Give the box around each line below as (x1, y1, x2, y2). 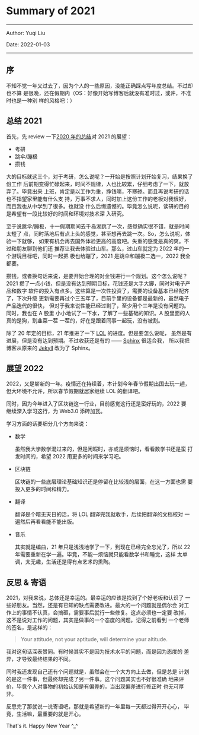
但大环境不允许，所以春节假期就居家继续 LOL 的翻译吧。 (6, 388, 144, 395)
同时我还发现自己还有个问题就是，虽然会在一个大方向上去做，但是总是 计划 (6, 668, 190, 675)
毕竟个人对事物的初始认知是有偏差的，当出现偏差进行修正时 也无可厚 (16, 683, 184, 690)
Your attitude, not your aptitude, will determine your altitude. (20, 636, 168, 643)
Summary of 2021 (6, 4, 95, 18)
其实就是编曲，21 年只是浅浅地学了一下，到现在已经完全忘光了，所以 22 (14, 543, 191, 550)
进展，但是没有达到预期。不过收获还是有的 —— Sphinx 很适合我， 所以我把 (6, 337, 190, 344)
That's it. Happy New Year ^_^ (6, 723, 78, 730)
